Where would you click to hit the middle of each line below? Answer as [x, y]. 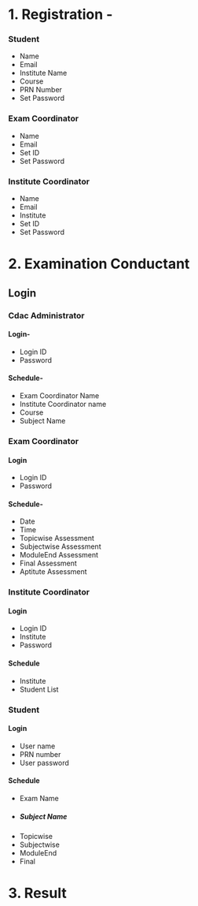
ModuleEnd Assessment [59, 555]
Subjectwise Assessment [60, 546]
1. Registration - [60, 15]
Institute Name [43, 73]
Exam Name [39, 798]
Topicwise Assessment [57, 539]
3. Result [37, 893]
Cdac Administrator [46, 315]
